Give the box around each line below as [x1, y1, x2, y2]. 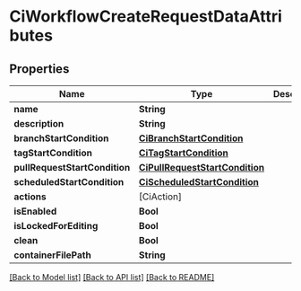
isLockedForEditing [13, 220, 99, 232]
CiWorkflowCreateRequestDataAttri [9, 6, 282, 27]
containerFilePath [13, 249, 91, 261]
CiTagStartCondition [138, 146, 228, 159]
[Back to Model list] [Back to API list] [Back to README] [9, 272, 215, 282]
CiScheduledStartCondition [138, 176, 260, 188]
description [13, 118, 64, 129]
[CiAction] [138, 190, 182, 203]
